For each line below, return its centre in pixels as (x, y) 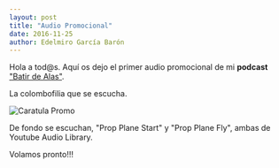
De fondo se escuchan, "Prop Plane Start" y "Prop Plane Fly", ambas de (140, 128)
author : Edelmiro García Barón (67, 42)
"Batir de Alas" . (37, 77)
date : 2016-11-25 (41, 34)
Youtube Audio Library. (51, 137)
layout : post (33, 17)
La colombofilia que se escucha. (68, 94)
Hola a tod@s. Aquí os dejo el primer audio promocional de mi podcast (139, 67)
